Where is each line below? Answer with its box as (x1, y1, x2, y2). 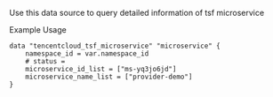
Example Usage (9, 25, 67, 34)
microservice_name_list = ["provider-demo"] (25, 72, 193, 81)
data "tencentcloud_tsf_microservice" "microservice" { (9, 41, 221, 50)
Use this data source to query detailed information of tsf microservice (9, 8, 265, 18)
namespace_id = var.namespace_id (25, 49, 149, 58)
